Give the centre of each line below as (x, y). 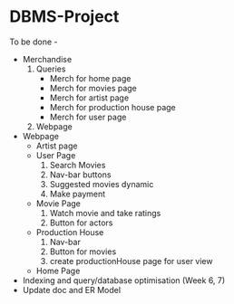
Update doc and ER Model (71, 290)
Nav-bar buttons (80, 175)
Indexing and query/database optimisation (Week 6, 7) (124, 280)
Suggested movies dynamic (102, 184)
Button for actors (81, 223)
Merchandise (47, 59)
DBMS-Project (64, 17)
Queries (51, 69)
